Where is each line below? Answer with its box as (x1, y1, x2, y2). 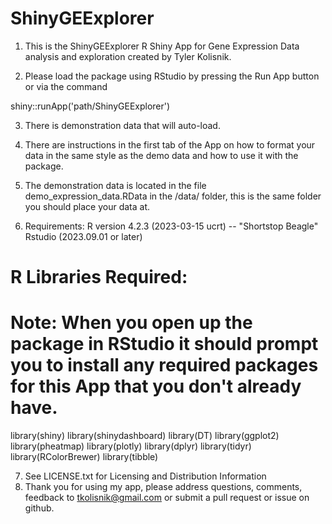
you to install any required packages (10, 354, 319, 377)
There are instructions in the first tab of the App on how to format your (24, 138, 316, 151)
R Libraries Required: (10, 266, 188, 289)
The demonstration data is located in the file (24, 179, 207, 191)
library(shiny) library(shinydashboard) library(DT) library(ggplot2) (10, 430, 280, 442)
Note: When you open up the (10, 312, 253, 334)
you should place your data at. (24, 200, 150, 212)
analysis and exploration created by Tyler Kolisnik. (24, 50, 232, 62)
